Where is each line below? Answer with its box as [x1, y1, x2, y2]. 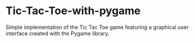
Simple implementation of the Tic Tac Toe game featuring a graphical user [5, 24, 189, 31]
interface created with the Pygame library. [5, 29, 110, 37]
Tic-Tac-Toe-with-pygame [5, 4, 141, 18]
